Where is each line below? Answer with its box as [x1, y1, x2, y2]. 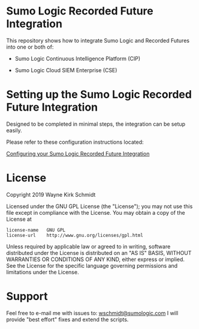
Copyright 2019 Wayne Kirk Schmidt [6, 191, 96, 198]
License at [6, 215, 32, 223]
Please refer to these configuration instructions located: [6, 138, 144, 146]
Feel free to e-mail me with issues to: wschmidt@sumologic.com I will [6, 309, 179, 316]
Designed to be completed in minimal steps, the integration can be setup [6, 120, 186, 128]
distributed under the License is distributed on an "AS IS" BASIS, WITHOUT [6, 249, 192, 256]
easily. [6, 126, 22, 134]
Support [6, 290, 48, 303]
